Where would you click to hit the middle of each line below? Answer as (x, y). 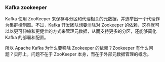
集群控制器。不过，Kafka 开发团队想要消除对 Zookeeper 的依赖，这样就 (82, 25)
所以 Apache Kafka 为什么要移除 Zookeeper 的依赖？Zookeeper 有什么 (77, 48)
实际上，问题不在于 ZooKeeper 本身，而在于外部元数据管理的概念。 (82, 54)
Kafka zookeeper (26, 7)
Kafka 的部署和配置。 (27, 37)
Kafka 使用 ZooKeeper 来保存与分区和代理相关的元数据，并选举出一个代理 (80, 19)
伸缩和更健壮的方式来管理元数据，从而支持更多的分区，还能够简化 (89, 31)
